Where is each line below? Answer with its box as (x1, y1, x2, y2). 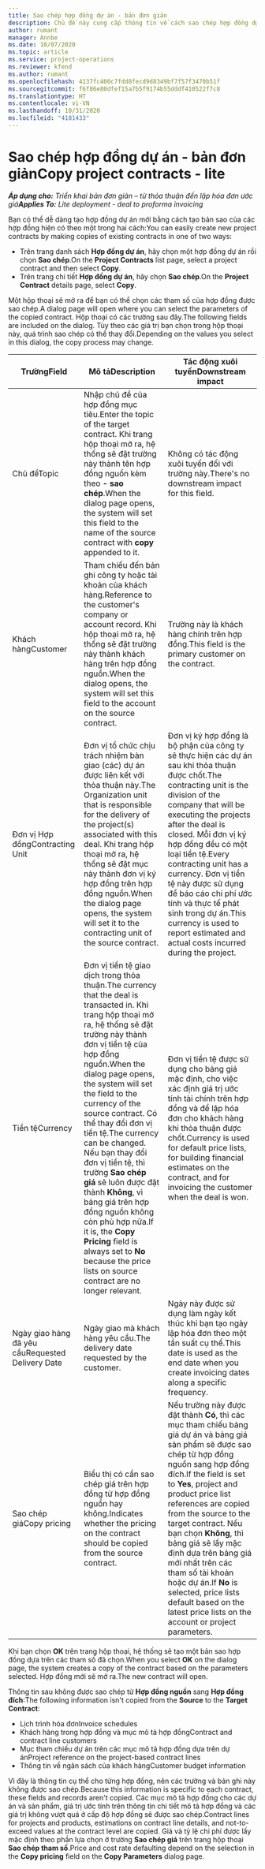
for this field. (167, 487, 215, 498)
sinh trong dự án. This (167, 908, 247, 919)
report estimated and (167, 927, 246, 938)
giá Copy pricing (12, 1517, 71, 1528)
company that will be (167, 799, 245, 810)
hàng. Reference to (84, 589, 152, 600)
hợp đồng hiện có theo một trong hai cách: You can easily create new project (8, 222, 257, 233)
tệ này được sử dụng (167, 878, 244, 889)
